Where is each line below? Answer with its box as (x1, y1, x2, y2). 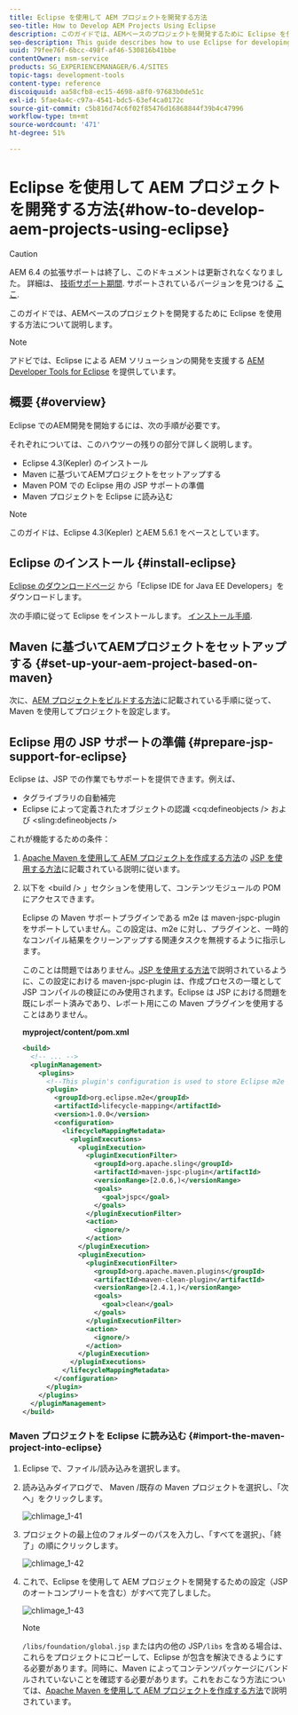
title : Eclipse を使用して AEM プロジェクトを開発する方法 (9, 12, 208, 22)
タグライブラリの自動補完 (21, 792, 116, 804)
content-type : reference (9, 79, 101, 88)
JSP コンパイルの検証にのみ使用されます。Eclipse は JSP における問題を (21, 987, 288, 997)
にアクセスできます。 (21, 893, 99, 904)
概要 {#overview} (9, 394, 106, 409)
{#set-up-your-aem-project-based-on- (35, 655, 259, 671)
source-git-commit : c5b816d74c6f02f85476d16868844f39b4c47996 (9, 104, 244, 113)
